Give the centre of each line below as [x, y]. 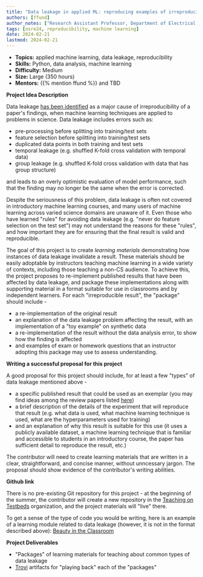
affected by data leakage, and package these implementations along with [98, 282]
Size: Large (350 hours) [45, 77]
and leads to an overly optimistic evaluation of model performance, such [96, 182]
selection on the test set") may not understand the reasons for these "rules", [101, 225]
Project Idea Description [37, 95]
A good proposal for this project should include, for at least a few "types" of [101, 375]
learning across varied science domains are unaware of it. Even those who [99, 212]
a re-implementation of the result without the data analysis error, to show [106, 333]
